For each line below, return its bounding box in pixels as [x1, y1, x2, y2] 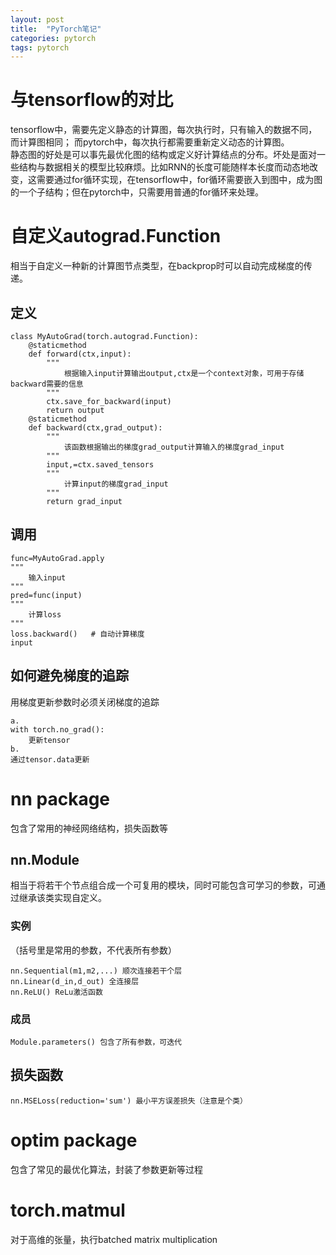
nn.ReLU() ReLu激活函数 [10, 987, 103, 997]
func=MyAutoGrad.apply [10, 553, 105, 563]
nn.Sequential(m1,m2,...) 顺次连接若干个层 [10, 966, 183, 976]
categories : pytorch [10, 33, 97, 43]
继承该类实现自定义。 [18, 892, 107, 904]
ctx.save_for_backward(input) [46, 396, 172, 406]
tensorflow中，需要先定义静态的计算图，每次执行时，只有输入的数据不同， [10, 124, 318, 136]
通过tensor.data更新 [10, 754, 90, 765]
